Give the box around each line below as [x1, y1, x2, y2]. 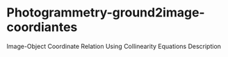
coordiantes [6, 19, 78, 35]
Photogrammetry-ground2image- [6, 5, 206, 21]
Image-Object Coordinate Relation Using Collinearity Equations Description [6, 42, 222, 50]
